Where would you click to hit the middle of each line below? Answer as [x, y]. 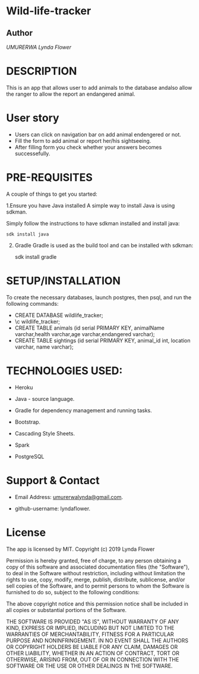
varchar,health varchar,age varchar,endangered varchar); [85, 334]
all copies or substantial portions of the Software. [66, 610]
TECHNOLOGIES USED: [64, 371]
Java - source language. [45, 399]
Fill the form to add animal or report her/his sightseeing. [83, 140]
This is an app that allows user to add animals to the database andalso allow [99, 87]
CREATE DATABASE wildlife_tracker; [59, 315]
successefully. [32, 153]
